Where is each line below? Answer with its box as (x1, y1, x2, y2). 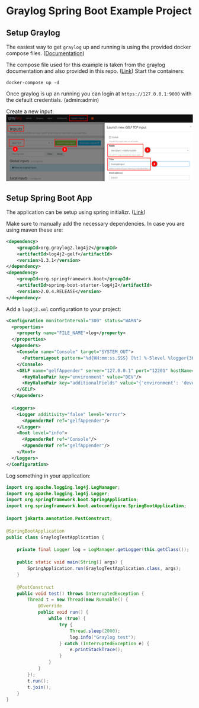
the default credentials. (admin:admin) (6, 97, 99, 103)
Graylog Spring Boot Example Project (6, 4, 192, 18)
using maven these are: (6, 226, 63, 233)
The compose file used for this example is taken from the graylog (6, 61, 166, 68)
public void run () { (37, 609, 89, 616)
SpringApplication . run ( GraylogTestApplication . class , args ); (27, 566, 182, 572)
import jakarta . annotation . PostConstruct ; (6, 515, 113, 522)
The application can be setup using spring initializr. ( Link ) (6, 209, 146, 216)
